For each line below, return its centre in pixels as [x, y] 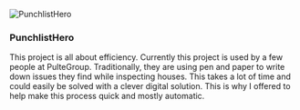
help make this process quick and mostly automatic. [107, 96]
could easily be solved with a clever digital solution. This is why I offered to [150, 86]
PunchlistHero [42, 37]
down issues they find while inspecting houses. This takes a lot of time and [150, 76]
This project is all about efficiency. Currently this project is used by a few [146, 57]
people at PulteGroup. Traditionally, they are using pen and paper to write [147, 67]
